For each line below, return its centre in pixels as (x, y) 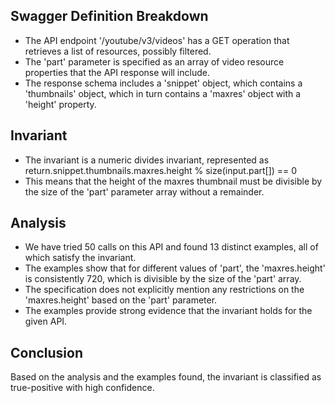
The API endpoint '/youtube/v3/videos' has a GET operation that (157, 40)
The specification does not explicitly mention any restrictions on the (164, 290)
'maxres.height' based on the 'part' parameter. (121, 300)
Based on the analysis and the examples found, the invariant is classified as (166, 377)
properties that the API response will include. (117, 72)
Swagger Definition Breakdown (109, 16)
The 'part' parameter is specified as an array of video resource (154, 61)
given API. (46, 321)
